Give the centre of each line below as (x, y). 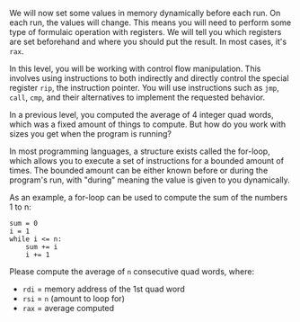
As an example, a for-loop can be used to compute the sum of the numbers (149, 197)
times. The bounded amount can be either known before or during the (139, 170)
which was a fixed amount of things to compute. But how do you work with (148, 124)
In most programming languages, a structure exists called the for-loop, (140, 151)
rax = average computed (68, 308)
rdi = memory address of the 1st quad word (104, 289)
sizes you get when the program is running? (91, 134)
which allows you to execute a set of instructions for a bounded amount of (147, 161)
